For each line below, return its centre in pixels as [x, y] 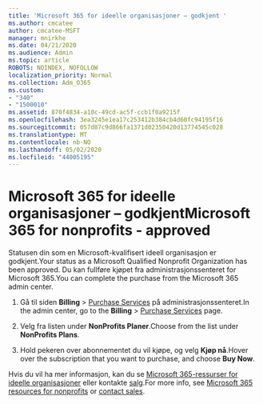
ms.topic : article [39, 61]
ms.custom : [26, 90]
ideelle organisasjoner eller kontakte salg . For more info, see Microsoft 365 [131, 383]
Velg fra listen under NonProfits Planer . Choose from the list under [129, 326]
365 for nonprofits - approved [110, 231]
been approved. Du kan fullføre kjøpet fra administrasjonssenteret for [122, 270]
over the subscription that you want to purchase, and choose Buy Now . [137, 359]
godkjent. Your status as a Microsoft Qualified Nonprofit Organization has [128, 262]
